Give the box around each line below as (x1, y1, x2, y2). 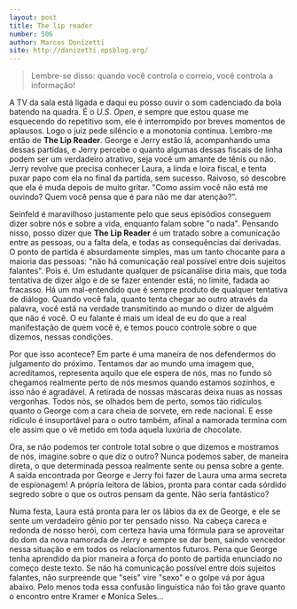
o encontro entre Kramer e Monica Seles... (9, 591, 164, 602)
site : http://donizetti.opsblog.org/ (9, 46, 149, 55)
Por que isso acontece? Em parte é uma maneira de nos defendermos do (9, 349, 277, 360)
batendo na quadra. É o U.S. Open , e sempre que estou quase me (9, 107, 249, 117)
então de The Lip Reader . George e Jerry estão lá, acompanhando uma (9, 135, 270, 146)
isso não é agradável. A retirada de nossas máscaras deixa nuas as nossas (9, 387, 283, 397)
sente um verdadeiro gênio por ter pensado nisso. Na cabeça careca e (9, 516, 268, 526)
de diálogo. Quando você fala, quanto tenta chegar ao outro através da (9, 294, 269, 305)
